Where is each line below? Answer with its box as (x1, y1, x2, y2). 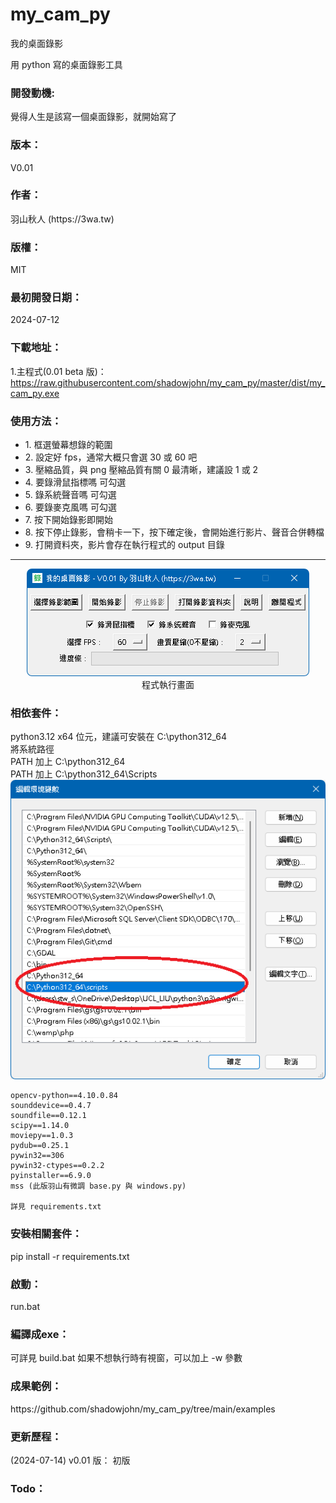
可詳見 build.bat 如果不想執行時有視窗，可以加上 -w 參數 (10, 1352, 243, 1364)
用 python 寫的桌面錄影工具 (10, 58, 123, 70)
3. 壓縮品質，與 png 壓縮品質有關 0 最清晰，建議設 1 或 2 (24, 464, 259, 476)
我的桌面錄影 (10, 37, 63, 49)
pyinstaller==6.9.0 (10, 1171, 92, 1181)
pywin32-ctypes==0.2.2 (10, 1161, 105, 1171)
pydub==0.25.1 (10, 1141, 70, 1151)
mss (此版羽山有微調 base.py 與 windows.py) (10, 1181, 187, 1192)
